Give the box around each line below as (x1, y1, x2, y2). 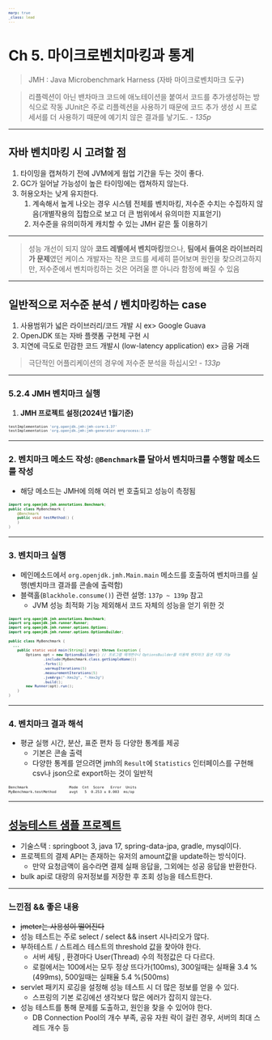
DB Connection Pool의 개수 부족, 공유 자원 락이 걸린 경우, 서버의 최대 (32, 1012, 253, 1022)
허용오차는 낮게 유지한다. (19, 189, 99, 198)
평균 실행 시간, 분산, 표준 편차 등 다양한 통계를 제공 (19, 738, 180, 748)
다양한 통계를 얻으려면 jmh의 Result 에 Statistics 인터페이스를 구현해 (32, 758, 254, 768)
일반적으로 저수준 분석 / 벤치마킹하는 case (8, 298, 207, 312)
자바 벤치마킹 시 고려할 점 (8, 146, 127, 159)
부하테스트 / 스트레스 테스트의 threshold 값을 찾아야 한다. (19, 941, 202, 951)
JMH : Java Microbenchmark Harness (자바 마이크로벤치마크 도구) (28, 74, 244, 84)
